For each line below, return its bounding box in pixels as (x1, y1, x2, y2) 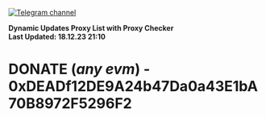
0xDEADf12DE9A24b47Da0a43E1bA (8, 77, 258, 96)
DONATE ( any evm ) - (8, 61, 151, 78)
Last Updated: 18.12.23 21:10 (8, 32, 106, 41)
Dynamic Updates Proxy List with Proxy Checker (8, 23, 174, 32)
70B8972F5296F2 (8, 94, 132, 113)
